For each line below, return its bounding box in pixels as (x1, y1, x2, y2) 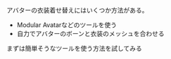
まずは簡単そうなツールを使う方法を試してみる (6, 44, 142, 52)
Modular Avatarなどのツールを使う (16, 21, 118, 29)
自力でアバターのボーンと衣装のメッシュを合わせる (16, 30, 165, 37)
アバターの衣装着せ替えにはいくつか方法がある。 (6, 6, 148, 14)
